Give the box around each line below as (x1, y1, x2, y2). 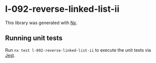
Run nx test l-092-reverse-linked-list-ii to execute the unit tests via (5, 47, 152, 53)
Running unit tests (5, 34, 63, 42)
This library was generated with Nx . (5, 20, 78, 26)
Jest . (5, 52, 16, 58)
